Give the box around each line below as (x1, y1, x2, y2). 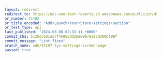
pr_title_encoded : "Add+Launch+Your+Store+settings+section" (4, 20, 131, 26)
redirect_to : (4, 12, 31, 16)
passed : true (4, 47, 31, 52)
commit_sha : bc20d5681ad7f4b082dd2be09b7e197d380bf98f (4, 34, 118, 39)
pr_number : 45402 (4, 16, 40, 21)
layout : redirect (4, 7, 40, 12)
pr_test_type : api (4, 25, 42, 30)
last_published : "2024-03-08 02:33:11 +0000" (4, 30, 98, 34)
